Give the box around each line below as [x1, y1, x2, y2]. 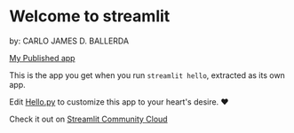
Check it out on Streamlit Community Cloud [9, 113, 168, 124]
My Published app [9, 52, 75, 63]
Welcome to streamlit [9, 6, 171, 27]
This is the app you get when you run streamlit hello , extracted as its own [9, 69, 286, 81]
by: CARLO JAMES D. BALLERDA [9, 35, 130, 46]
